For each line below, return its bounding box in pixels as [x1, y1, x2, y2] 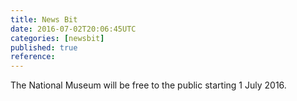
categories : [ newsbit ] [10, 33, 105, 43]
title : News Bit [10, 14, 78, 25]
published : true [10, 42, 78, 53]
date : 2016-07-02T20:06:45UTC [10, 24, 137, 34]
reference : [10, 52, 56, 62]
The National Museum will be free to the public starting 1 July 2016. [10, 79, 287, 91]
